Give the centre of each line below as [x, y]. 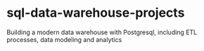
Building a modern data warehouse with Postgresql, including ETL [102, 32]
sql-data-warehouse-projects [96, 13]
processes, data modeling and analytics [64, 39]
